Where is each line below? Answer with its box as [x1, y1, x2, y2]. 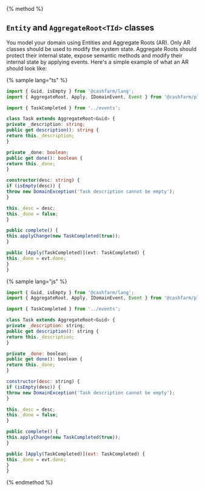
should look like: [6, 64, 47, 72]
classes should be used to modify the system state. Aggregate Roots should [6, 45, 197, 52]
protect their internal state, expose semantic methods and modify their [6, 52, 183, 59]
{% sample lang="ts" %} [6, 76, 68, 84]
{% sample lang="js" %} [6, 278, 68, 285]
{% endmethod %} [6, 479, 53, 486]
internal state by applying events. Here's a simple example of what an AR [6, 58, 189, 66]
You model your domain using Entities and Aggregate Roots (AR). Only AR [6, 39, 191, 46]
